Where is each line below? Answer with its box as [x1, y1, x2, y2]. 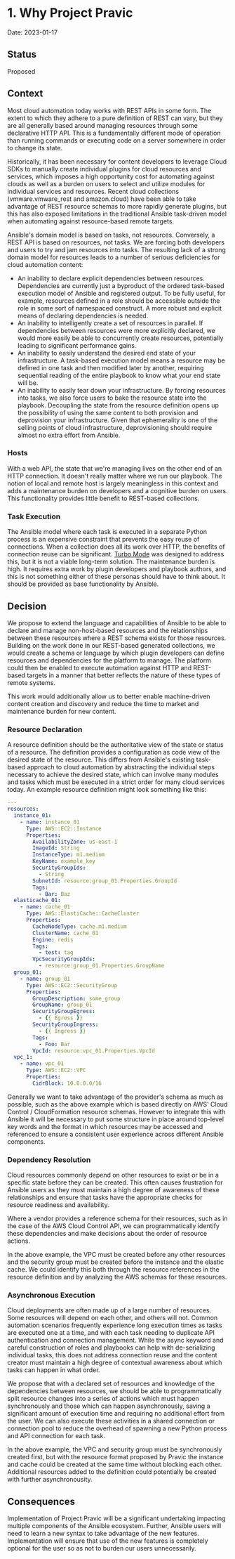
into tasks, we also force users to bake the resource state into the [17, 393, 207, 402]
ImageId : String [32, 844, 80, 852]
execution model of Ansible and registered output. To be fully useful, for [17, 289, 226, 297]
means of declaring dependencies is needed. [17, 311, 149, 320]
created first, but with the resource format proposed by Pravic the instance [7, 1453, 224, 1461]
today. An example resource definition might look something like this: [7, 785, 207, 794]
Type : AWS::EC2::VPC [25, 1066, 86, 1074]
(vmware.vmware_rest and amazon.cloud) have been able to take [7, 195, 196, 203]
